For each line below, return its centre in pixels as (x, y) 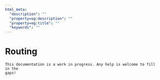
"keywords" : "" (25, 28)
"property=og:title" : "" (35, 23)
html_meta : (16, 9)
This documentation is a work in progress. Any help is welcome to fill (80, 64)
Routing (21, 52)
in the (12, 69)
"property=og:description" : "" (41, 18)
